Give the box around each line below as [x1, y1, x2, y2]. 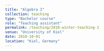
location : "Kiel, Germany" [5, 39, 60, 44]
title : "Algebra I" [5, 7, 45, 12]
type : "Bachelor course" [5, 16, 56, 21]
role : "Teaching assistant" [5, 20, 62, 26]
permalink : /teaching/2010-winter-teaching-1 [5, 25, 99, 30]
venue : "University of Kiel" [5, 30, 64, 34]
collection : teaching [5, 12, 49, 17]
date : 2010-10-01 [5, 34, 41, 39]
